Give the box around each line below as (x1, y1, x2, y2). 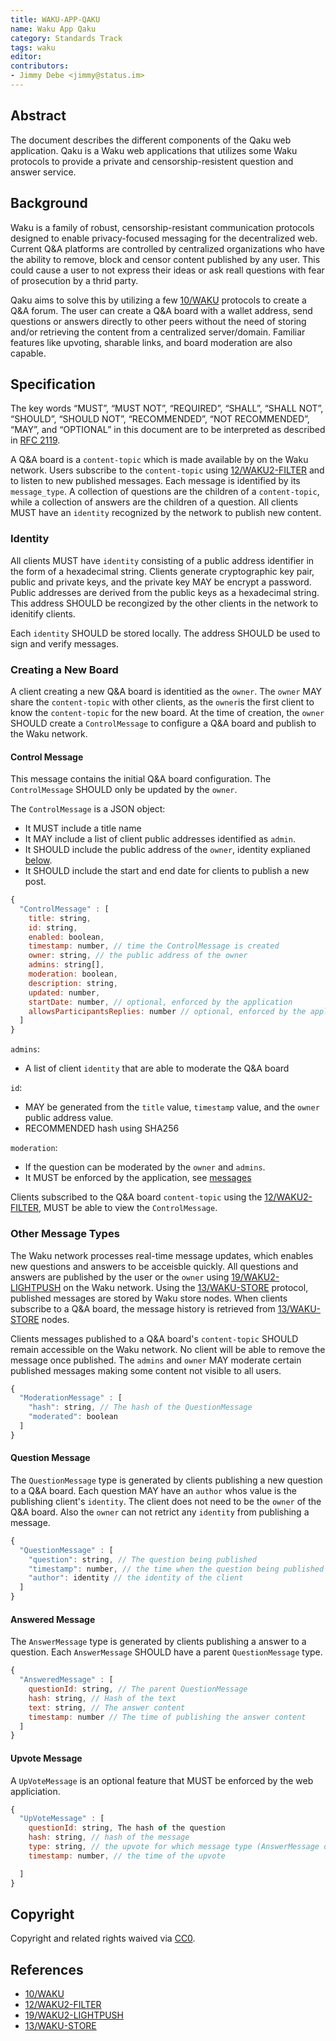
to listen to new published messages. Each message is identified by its (10, 475, 301, 487)
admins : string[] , (28, 960, 105, 970)
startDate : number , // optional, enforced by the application (28, 997, 293, 1007)
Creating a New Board (10, 662, 119, 676)
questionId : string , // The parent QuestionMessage (28, 1684, 248, 1695)
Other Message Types (10, 1227, 120, 1241)
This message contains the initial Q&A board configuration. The (10, 773, 272, 785)
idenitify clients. (10, 607, 76, 620)
